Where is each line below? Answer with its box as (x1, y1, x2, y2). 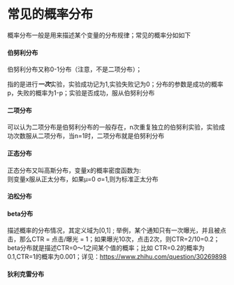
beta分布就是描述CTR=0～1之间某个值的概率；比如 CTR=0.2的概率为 (7, 244, 205, 252)
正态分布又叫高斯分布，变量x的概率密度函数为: (7, 166, 141, 174)
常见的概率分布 (7, 6, 94, 22)
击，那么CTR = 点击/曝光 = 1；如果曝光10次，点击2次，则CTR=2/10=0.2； (7, 235, 220, 244)
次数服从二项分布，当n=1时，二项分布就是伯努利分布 (13, 132, 165, 140)
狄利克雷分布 (7, 270, 44, 278)
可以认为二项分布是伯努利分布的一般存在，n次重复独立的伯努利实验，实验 (7, 123, 219, 132)
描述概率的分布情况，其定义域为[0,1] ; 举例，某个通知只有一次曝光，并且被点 (7, 226, 227, 235)
